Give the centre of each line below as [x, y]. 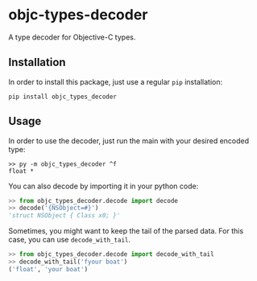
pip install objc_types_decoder [62, 97]
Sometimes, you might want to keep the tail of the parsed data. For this [126, 231]
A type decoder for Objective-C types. [72, 37]
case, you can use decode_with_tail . [70, 240]
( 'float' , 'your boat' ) [48, 269]
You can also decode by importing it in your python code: [104, 186]
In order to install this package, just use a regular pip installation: [116, 81]
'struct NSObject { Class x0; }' [64, 216]
